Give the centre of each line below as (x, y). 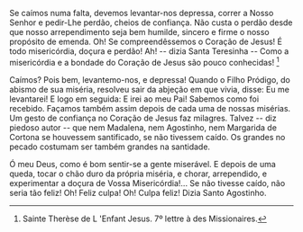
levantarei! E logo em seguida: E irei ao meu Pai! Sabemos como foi (134, 99)
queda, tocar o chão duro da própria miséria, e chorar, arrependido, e (138, 174)
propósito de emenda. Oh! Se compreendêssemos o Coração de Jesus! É (146, 41)
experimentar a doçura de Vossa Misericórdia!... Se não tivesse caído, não (147, 183)
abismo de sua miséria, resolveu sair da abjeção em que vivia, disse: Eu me (150, 89)
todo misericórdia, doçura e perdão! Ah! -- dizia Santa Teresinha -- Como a (149, 51)
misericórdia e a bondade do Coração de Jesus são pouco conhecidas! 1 (144, 62)
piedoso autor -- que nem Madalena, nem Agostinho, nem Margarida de (143, 127)
